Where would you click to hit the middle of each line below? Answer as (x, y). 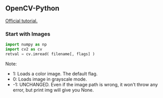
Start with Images (28, 34)
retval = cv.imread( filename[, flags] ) (50, 54)
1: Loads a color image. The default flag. (55, 73)
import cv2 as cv (24, 49)
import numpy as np (26, 45)
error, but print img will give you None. (53, 90)
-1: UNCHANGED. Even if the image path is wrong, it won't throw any (85, 84)
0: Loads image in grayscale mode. (50, 79)
